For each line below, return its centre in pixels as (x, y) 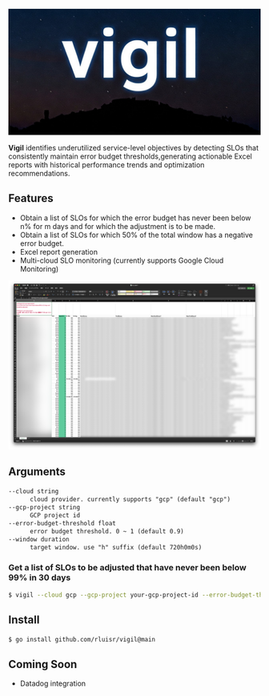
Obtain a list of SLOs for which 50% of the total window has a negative (137, 235)
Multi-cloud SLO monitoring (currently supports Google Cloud (122, 260)
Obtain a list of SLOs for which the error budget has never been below (135, 218)
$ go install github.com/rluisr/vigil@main (82, 639)
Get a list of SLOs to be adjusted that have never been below (127, 567)
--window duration (39, 539)
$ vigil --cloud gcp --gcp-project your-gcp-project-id (103, 595)
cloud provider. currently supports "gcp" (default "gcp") (130, 499)
